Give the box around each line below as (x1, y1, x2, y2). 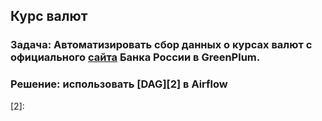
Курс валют (10, 8, 88, 25)
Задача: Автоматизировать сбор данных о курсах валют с (10, 38, 313, 52)
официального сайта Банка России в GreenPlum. (10, 50, 261, 64)
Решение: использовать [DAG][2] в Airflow (10, 77, 228, 91)
